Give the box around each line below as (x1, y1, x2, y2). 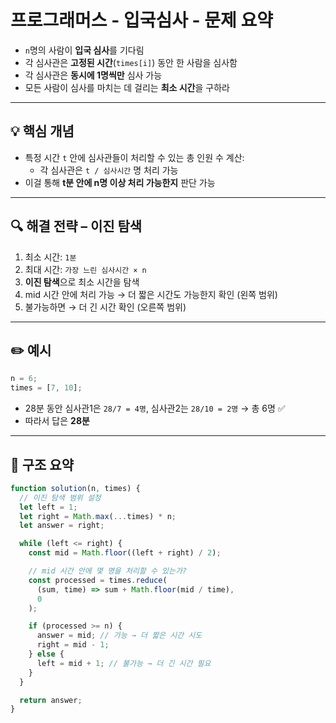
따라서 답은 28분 (24, 415, 90, 427)
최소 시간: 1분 (24, 251, 77, 263)
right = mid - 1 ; (36, 640, 110, 650)
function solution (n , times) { (10, 483, 141, 493)
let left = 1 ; (19, 502, 78, 512)
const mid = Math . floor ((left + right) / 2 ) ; (28, 548, 222, 558)
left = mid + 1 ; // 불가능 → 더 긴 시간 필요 (36, 658, 212, 668)
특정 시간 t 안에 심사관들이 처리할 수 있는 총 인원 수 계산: (24, 151, 245, 163)
